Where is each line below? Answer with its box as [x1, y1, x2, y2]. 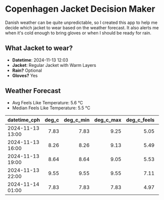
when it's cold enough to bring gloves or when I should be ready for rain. [5, 30, 152, 36]
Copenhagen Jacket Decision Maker [5, 3, 155, 15]
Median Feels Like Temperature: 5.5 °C [12, 105, 90, 111]
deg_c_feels [126, 116, 155, 123]
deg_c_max [94, 116, 122, 123]
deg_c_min [63, 116, 90, 123]
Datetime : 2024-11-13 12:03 [12, 57, 68, 63]
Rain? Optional [12, 67, 42, 73]
